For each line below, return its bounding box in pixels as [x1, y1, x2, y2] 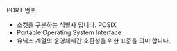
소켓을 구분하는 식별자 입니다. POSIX [16, 21, 117, 29]
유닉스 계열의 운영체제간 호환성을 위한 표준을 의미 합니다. [16, 37, 171, 45]
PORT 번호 [6, 6, 36, 14]
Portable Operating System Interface [16, 28, 122, 37]
